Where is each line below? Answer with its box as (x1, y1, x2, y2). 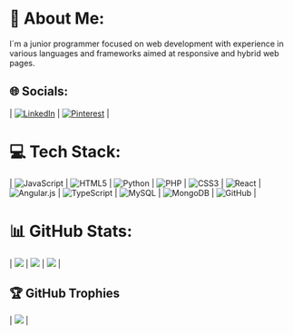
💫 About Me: (9, 8, 105, 29)
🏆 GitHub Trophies (9, 286, 121, 301)
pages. (9, 57, 35, 68)
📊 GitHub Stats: (9, 221, 133, 241)
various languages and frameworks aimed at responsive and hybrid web (9, 47, 279, 58)
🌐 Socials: (9, 84, 69, 99)
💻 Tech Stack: (9, 141, 122, 162)
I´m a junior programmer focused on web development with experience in (9, 38, 284, 49)
